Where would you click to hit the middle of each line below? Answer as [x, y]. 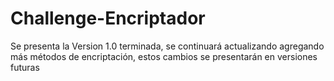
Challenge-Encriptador [108, 18]
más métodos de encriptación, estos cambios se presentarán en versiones [164, 56]
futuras [25, 67]
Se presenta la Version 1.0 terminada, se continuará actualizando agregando [167, 46]
